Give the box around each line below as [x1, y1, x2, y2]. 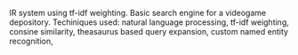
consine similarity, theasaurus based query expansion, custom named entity [9, 27, 289, 36]
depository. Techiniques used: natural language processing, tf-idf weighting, [9, 17, 289, 27]
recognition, [9, 35, 53, 46]
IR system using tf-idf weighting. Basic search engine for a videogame [9, 8, 267, 18]
